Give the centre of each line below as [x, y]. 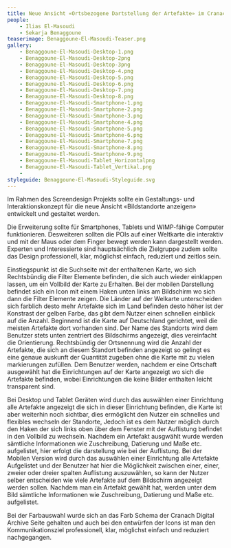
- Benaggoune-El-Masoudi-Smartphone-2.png [81, 109]
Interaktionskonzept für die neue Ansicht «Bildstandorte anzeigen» [102, 206]
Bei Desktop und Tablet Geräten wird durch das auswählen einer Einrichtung [115, 400]
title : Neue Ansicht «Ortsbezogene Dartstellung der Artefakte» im [106, 13]
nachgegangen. [29, 538]
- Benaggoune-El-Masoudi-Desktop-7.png [77, 90]
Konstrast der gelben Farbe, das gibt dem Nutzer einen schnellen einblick [111, 314]
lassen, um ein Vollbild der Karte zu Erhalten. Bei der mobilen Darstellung [111, 284]
